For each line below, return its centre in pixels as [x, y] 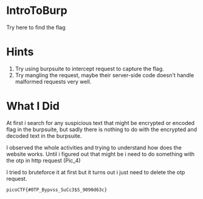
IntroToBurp [37, 11]
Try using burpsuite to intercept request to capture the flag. [89, 69]
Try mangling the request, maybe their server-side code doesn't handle [105, 75]
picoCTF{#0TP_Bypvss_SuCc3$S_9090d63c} [57, 190]
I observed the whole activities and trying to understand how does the [94, 147]
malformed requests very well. [53, 81]
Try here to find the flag [36, 27]
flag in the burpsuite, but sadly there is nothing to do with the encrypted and [102, 129]
